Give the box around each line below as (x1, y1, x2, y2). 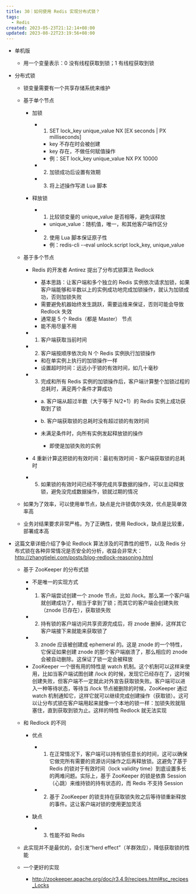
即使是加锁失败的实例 (49, 443, 101, 450)
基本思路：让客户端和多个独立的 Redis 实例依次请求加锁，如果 (40, 279, 190, 286)
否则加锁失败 (51, 293, 82, 300)
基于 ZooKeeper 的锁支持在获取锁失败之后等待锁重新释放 (49, 793, 187, 800)
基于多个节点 (23, 254, 54, 261)
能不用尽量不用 (40, 323, 77, 330)
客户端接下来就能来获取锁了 (40, 628, 108, 635)
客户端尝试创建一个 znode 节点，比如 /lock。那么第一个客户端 (40, 592, 190, 599)
